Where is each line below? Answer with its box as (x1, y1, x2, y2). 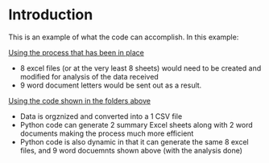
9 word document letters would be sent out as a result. (19, 80, 202, 90)
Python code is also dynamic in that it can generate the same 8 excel (19, 137, 249, 146)
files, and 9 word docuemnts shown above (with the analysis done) (19, 145, 243, 155)
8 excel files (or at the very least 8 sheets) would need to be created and (19, 63, 262, 73)
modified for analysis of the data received (19, 71, 159, 81)
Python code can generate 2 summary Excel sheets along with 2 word (19, 120, 253, 129)
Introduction (8, 6, 93, 24)
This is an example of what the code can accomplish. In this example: (8, 32, 239, 42)
